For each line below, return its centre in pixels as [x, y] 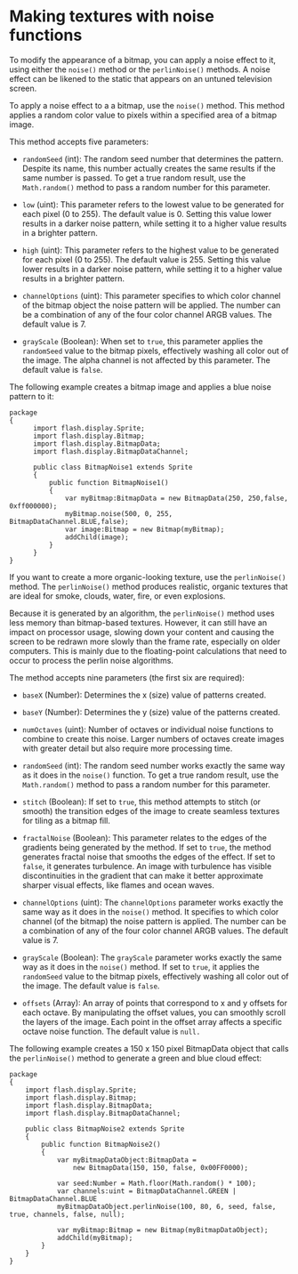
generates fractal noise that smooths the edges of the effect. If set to [149, 857]
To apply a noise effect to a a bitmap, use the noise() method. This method [147, 105]
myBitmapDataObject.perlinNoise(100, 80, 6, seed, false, [166, 1206]
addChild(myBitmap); [95, 1238]
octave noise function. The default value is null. [111, 1031]
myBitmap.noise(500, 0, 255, [119, 513]
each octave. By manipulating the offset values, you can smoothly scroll [154, 1012]
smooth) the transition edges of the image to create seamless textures [151, 810]
